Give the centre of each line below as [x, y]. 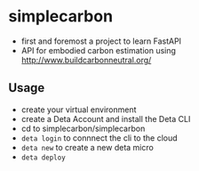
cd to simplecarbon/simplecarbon [83, 128]
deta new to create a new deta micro [88, 147]
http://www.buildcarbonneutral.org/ [86, 60]
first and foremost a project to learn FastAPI [101, 41]
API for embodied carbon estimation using [99, 50]
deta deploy [43, 158]
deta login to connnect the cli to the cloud [99, 138]
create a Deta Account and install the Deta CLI [106, 118]
